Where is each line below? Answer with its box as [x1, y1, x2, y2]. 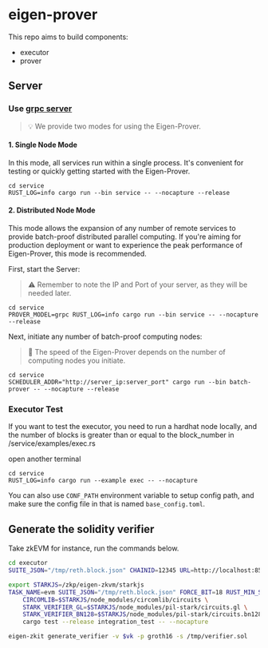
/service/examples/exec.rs [8, 439, 96, 448]
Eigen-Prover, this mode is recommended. [8, 249, 148, 259]
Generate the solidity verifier [8, 522, 155, 536]
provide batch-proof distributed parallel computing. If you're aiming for [8, 232, 242, 241]
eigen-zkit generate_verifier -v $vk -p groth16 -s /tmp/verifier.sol [8, 633, 248, 641]
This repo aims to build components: [8, 32, 129, 42]
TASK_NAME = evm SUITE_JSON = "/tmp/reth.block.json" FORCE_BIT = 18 [8, 588, 223, 596]
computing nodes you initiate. [27, 356, 126, 365]
